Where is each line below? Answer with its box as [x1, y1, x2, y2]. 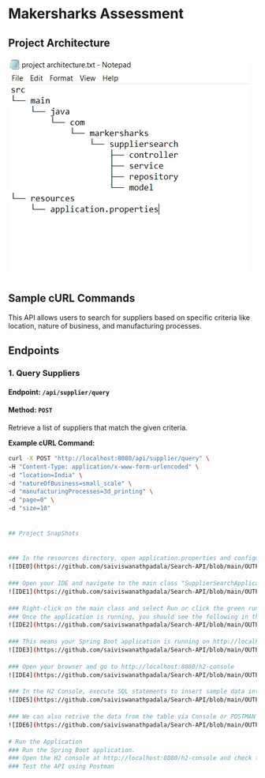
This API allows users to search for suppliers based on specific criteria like [8, 313, 251, 322]
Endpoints [8, 344, 60, 358]
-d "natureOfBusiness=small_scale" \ [8, 479, 132, 487]
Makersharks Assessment [8, 5, 184, 23]
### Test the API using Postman [8, 763, 114, 771]
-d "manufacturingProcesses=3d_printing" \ [8, 487, 154, 496]
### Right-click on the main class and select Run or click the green [8, 604, 245, 612]
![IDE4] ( [8, 671, 37, 679]
